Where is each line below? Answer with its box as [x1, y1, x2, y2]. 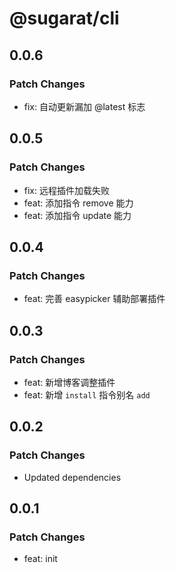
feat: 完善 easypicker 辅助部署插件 [23, 293, 166, 305]
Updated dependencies [23, 471, 122, 483]
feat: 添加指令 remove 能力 [23, 197, 134, 209]
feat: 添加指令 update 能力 [23, 209, 132, 221]
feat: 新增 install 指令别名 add [23, 388, 151, 401]
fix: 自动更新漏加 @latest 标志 [23, 100, 146, 112]
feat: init [23, 553, 58, 565]
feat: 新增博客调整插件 [23, 376, 116, 388]
